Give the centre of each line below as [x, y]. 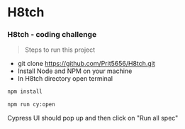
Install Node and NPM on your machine [75, 71]
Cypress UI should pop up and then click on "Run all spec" [93, 118]
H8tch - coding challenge [52, 35]
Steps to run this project [60, 50]
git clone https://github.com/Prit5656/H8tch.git [86, 64]
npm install [25, 92]
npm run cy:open [31, 105]
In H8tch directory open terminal [65, 79]
